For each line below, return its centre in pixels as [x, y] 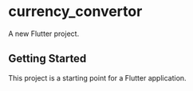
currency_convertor [75, 12]
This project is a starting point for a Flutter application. [97, 77]
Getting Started [47, 59]
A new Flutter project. [44, 34]
